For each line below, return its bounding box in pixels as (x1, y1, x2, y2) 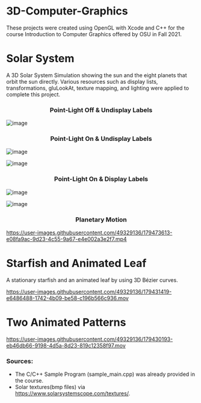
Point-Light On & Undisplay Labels (50, 134, 152, 143)
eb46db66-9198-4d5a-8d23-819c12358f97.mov (6, 342, 126, 349)
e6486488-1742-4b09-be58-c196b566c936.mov (6, 295, 129, 302)
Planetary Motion (75, 215, 128, 223)
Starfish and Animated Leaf (6, 257, 147, 270)
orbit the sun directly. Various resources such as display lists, (6, 78, 158, 85)
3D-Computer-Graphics (6, 4, 128, 18)
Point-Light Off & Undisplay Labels (49, 105, 153, 114)
